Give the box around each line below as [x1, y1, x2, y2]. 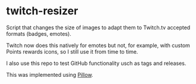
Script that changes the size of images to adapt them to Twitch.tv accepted [6, 24, 191, 31]
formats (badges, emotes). [6, 30, 71, 37]
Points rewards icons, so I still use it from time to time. [6, 48, 138, 55]
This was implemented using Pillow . [6, 71, 93, 78]
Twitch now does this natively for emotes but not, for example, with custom [6, 42, 190, 49]
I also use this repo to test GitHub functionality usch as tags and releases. [6, 60, 186, 67]
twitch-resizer [6, 4, 78, 18]
